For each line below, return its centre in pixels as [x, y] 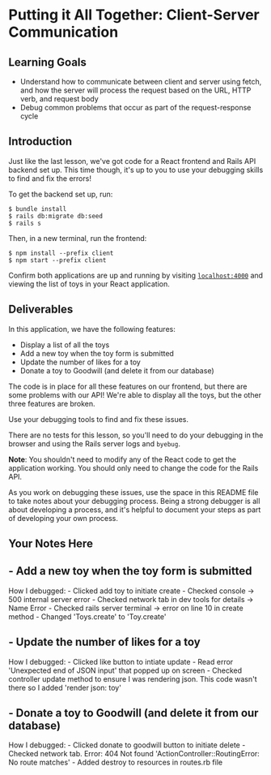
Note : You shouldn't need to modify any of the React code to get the [123, 459]
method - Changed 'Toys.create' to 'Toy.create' [87, 616]
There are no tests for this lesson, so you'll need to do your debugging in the [136, 435]
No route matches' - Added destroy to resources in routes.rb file [116, 762]
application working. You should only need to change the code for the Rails [133, 467]
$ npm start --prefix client [57, 260]
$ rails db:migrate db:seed [56, 216]
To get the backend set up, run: [61, 194]
